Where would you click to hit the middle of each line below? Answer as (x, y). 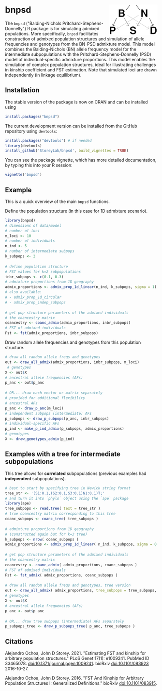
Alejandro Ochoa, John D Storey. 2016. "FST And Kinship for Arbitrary (74, 678)
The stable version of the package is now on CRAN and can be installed (77, 102)
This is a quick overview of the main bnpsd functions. (58, 202)
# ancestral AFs (21, 403)
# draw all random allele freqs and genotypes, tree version (68, 585)
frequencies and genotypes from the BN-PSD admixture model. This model (80, 44)
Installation (22, 90)
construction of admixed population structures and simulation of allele (75, 39)
